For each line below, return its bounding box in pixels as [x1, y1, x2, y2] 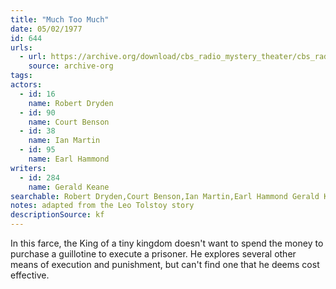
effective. [10, 269, 50, 281]
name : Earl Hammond [28, 154, 110, 164]
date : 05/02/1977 [10, 24, 83, 34]
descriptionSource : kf [10, 210, 105, 220]
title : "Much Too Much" [10, 14, 110, 25]
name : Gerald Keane [28, 182, 110, 192]
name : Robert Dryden [28, 98, 114, 108]
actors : [10, 80, 43, 90]
